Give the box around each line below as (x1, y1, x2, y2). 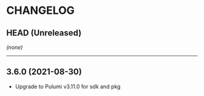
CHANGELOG (6, 4, 75, 18)
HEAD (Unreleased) (6, 28, 82, 38)
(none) (6, 43, 23, 51)
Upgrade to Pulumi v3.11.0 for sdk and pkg (15, 83, 121, 90)
